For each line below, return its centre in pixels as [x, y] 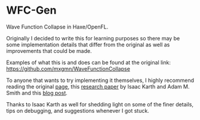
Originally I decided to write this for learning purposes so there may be [93, 38]
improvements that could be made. [49, 50]
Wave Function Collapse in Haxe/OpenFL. [57, 27]
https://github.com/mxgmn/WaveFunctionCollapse [68, 68]
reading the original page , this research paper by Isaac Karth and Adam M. [98, 86]
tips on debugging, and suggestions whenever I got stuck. [78, 110]
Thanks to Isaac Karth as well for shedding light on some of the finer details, [100, 104]
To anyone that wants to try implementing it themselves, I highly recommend [100, 80]
